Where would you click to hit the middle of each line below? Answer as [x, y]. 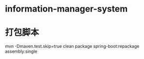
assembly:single [21, 51]
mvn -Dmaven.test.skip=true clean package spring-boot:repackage [72, 46]
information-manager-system [66, 9]
